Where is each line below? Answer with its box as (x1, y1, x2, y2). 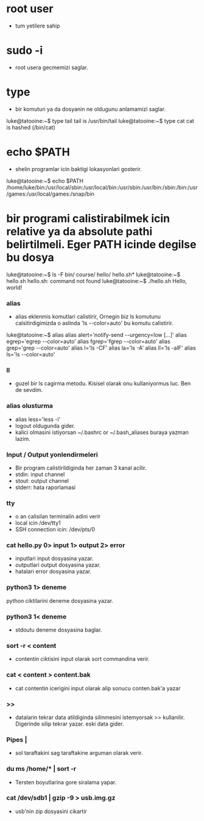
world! (6, 284, 23, 291)
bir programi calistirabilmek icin (6, 212, 171, 225)
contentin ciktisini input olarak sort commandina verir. (15, 655, 150, 663)
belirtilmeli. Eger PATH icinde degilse (6, 237, 197, 251)
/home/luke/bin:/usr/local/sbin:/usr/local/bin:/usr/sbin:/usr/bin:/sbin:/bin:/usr (6, 183, 198, 191)
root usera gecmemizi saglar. (15, 64, 88, 71)
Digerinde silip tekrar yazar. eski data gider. (15, 720, 124, 727)
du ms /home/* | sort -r (6, 765, 77, 773)
